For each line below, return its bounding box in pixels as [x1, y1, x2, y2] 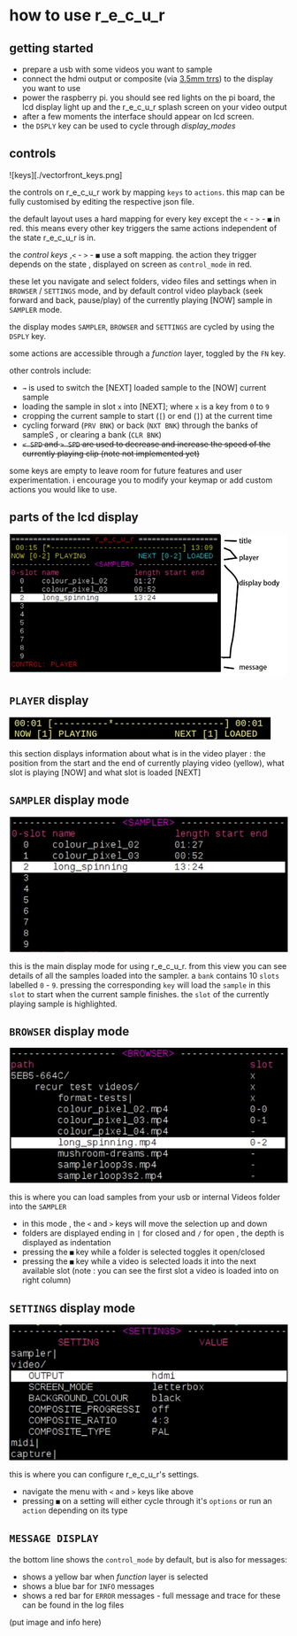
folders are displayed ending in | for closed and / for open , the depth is [21, 1228, 285, 1238]
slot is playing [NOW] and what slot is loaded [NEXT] [9, 767, 202, 778]
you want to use [21, 83, 81, 93]
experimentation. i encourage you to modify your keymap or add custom [9, 475, 273, 485]
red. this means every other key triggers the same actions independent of [9, 222, 278, 233]
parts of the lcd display [9, 510, 139, 525]
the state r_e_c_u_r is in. [9, 232, 96, 243]
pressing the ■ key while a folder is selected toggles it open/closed [21, 1246, 265, 1258]
